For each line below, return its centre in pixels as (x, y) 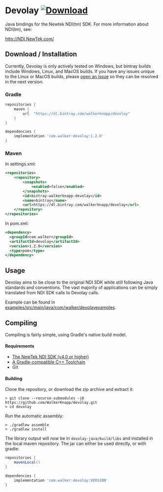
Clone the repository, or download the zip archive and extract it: (69, 389)
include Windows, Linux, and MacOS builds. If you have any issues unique (80, 71)
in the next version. (24, 81)
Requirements (20, 346)
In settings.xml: (20, 164)
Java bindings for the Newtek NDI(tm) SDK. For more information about (77, 24)
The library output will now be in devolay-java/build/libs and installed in (79, 439)
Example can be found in (30, 302)
